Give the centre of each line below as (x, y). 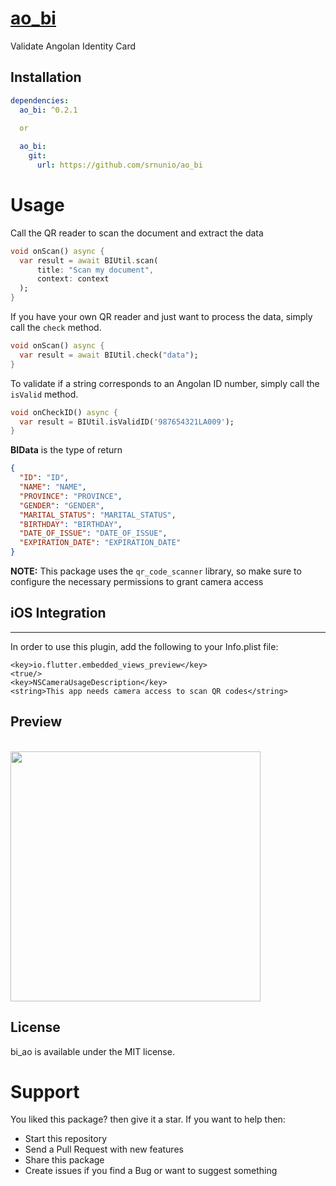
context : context (73, 279)
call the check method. (56, 328)
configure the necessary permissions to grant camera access (137, 582)
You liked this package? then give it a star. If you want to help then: (148, 1119)
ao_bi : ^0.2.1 (48, 110)
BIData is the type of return (66, 450)
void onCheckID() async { (64, 412)
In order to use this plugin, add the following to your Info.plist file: (144, 646)
